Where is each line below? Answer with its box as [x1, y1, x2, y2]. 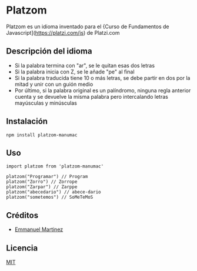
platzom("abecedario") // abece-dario [6, 189, 101, 195]
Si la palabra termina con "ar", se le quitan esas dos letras [14, 62, 155, 69]
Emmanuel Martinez [14, 226, 64, 233]
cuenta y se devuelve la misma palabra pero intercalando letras [14, 93, 169, 100]
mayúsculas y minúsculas [14, 99, 78, 106]
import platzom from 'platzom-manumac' [6, 163, 104, 169]
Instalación [6, 116, 48, 126]
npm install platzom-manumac [6, 132, 78, 138]
